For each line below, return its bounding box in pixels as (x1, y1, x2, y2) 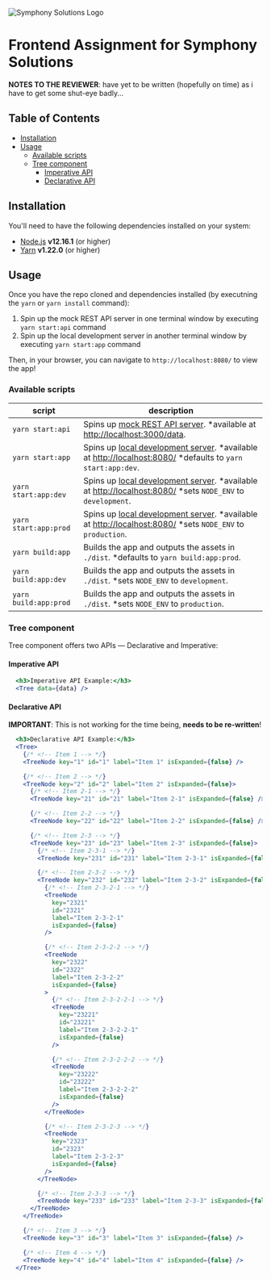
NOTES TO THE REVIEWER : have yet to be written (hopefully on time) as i (8, 79, 253, 89)
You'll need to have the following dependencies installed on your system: (8, 220, 252, 230)
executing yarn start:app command (19, 340, 141, 349)
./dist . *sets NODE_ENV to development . (83, 575, 228, 586)
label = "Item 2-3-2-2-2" (59, 1085, 139, 1093)
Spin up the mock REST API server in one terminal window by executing (19, 314, 259, 324)
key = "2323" (51, 1138, 89, 1146)
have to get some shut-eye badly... (8, 88, 124, 98)
